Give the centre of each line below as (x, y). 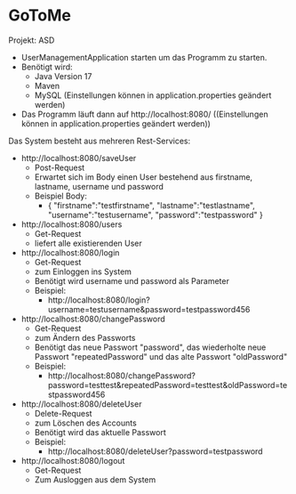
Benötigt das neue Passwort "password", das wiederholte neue (150, 347)
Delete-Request (63, 413)
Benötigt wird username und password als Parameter (132, 280)
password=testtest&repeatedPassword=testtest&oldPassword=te (168, 385)
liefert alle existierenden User (88, 243)
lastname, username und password (99, 186)
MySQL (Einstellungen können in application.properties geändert (153, 95)
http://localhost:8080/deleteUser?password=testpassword (155, 451)
